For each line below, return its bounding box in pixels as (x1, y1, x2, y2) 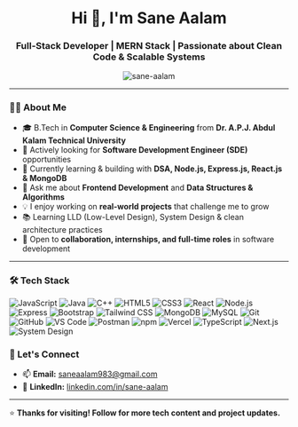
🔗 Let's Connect (9, 348, 80, 360)
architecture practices (21, 224, 104, 234)
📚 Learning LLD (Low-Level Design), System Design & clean (21, 211, 244, 222)
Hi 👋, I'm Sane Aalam (70, 8, 228, 28)
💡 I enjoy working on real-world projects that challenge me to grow (21, 201, 270, 211)
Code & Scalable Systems (92, 51, 206, 63)
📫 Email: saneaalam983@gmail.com (21, 368, 158, 380)
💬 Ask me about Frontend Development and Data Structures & (21, 182, 254, 193)
